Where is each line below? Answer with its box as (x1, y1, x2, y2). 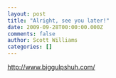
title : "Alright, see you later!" (7, 17, 110, 24)
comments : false (7, 30, 56, 38)
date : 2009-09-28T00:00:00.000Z (7, 23, 103, 30)
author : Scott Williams (7, 37, 78, 44)
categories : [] (7, 43, 53, 50)
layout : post (7, 10, 46, 18)
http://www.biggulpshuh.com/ (7, 63, 95, 71)
